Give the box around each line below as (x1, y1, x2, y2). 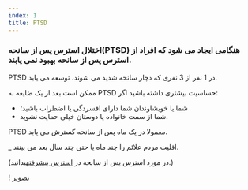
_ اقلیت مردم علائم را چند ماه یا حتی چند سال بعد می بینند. (8, 142, 179, 151)
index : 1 (8, 11, 37, 20)
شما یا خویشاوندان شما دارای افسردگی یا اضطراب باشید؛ (19, 103, 188, 113)
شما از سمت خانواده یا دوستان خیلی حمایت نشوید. (19, 111, 168, 121)
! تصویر (8, 173, 30, 182)
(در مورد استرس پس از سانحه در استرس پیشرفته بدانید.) (8, 157, 174, 166)
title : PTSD (8, 19, 47, 27)
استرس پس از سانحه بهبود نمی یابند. (8, 54, 132, 65)
